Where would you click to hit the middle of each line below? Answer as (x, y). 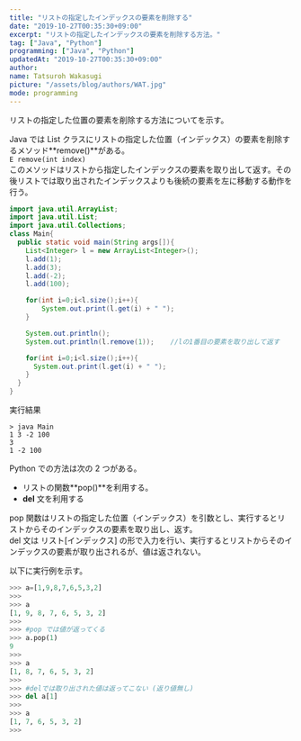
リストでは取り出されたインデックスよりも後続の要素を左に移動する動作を (155, 180)
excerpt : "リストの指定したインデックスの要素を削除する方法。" (115, 34)
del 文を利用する (53, 499)
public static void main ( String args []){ (96, 242)
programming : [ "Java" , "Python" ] (72, 51)
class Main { (31, 234)
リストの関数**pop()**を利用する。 (88, 488)
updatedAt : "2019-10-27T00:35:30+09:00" (86, 59)
